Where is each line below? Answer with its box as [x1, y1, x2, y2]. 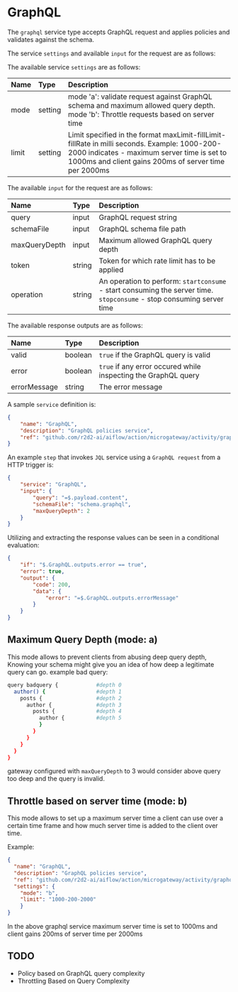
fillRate [68, 138, 91, 148]
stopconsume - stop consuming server [98, 294, 225, 304]
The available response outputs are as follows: [7, 321, 143, 329]
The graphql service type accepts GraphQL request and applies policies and [7, 28, 230, 36]
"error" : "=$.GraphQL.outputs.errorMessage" [45, 594, 179, 601]
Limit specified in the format [68, 129, 161, 139]
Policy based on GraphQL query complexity [17, 969, 145, 977]
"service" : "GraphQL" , [20, 481, 87, 489]
